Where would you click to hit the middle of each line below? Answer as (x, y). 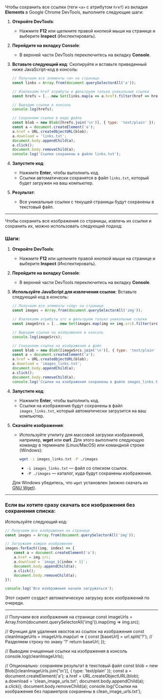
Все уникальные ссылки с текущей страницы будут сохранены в (87, 202)
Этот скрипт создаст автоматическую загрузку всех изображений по (77, 598)
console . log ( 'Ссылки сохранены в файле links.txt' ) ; (66, 154)
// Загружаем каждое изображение (39, 544)
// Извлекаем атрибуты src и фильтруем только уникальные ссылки (79, 319)
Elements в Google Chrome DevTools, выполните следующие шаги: (74, 12)
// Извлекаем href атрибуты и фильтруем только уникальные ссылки (81, 92)
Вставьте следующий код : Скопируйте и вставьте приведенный (79, 64)
